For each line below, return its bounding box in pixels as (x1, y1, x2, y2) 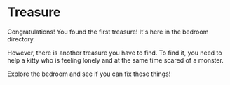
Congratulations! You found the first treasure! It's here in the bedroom (7, 27, 209, 36)
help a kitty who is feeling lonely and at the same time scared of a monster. (7, 55, 224, 64)
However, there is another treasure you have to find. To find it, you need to (7, 48, 222, 57)
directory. (7, 34, 35, 43)
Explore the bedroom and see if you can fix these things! (7, 70, 171, 78)
